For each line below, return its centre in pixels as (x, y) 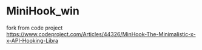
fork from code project (35, 28)
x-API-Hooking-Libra (32, 40)
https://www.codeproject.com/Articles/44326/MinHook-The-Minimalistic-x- (101, 34)
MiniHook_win (43, 11)
